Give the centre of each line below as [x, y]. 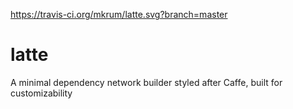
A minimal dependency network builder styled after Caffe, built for [146, 82]
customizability [41, 93]
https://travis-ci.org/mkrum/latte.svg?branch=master [119, 14]
